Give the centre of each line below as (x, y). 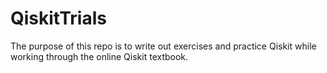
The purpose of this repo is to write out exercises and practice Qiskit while (163, 46)
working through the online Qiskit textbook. (99, 56)
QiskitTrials (58, 18)
